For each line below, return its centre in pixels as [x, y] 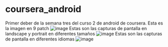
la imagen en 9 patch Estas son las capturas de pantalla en [76, 28]
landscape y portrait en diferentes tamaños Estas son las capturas [84, 33]
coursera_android [43, 9]
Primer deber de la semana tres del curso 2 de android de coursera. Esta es [84, 23]
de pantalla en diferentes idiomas [40, 39]
